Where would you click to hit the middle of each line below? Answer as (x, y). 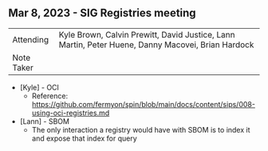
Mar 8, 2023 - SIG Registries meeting (102, 13)
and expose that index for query (84, 138)
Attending (31, 39)
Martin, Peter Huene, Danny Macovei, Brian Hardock (156, 45)
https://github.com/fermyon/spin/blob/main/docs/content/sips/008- (143, 104)
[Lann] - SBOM (45, 121)
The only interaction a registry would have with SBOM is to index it (141, 129)
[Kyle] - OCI (39, 87)
